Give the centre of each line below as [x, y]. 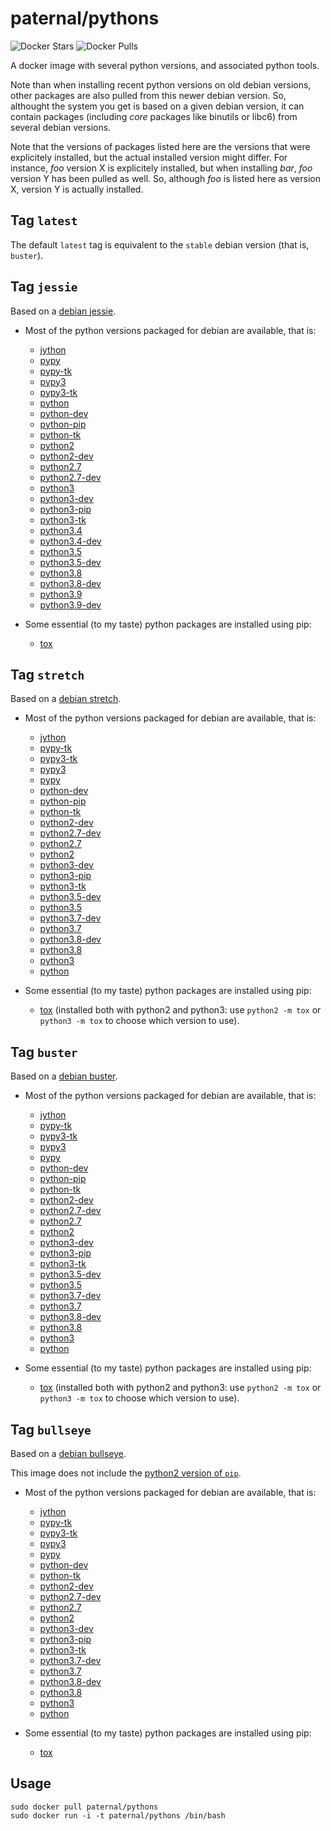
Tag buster [44, 1052]
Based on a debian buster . [64, 1076]
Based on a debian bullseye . [68, 1453]
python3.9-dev [70, 604]
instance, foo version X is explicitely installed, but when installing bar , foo [161, 168]
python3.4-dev [70, 541]
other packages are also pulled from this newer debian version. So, [148, 95]
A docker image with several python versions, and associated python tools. [165, 65]
